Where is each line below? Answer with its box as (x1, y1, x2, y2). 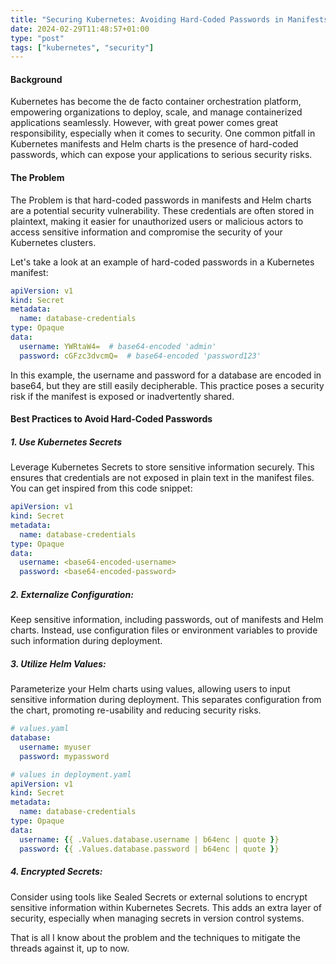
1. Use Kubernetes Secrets (10, 436, 123, 448)
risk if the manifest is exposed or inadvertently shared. (10, 390, 235, 402)
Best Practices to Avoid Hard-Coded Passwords (10, 413, 213, 425)
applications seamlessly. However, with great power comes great (10, 117, 279, 129)
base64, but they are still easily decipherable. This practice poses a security (10, 379, 325, 391)
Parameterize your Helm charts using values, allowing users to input (10, 683, 291, 695)
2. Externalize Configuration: (10, 588, 134, 600)
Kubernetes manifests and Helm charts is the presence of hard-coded (10, 138, 299, 150)
